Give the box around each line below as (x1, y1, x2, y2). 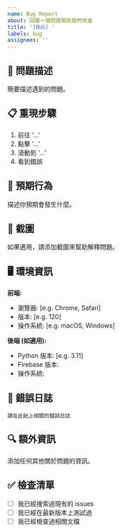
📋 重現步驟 (7, 108, 57, 120)
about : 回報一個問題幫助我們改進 (7, 17, 93, 24)
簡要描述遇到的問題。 (7, 84, 69, 93)
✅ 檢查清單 (7, 479, 55, 492)
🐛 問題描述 (7, 64, 53, 76)
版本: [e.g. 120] (17, 313, 61, 321)
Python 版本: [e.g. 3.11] (17, 352, 83, 360)
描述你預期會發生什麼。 (7, 199, 75, 209)
